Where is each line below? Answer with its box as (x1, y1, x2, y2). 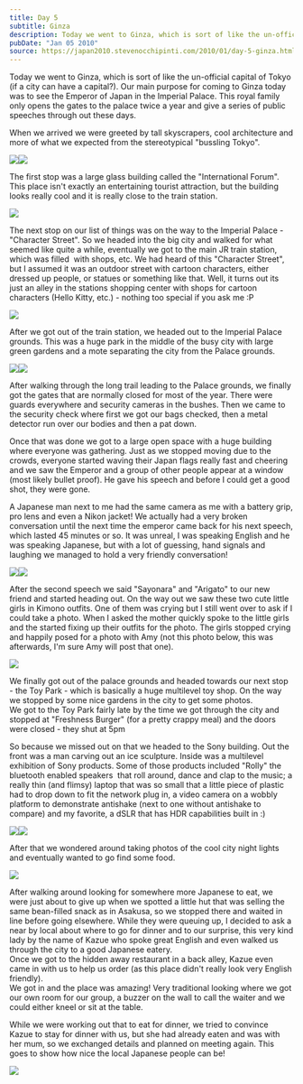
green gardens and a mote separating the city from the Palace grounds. (9, 346, 276, 357)
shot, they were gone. (9, 484, 91, 495)
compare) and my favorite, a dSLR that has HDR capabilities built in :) (9, 809, 266, 820)
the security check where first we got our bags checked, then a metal (9, 409, 269, 420)
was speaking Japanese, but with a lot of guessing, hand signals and (9, 540, 266, 551)
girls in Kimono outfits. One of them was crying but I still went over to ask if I (9, 603, 293, 614)
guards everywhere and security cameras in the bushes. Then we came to (9, 399, 286, 411)
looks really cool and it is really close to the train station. (9, 190, 218, 201)
